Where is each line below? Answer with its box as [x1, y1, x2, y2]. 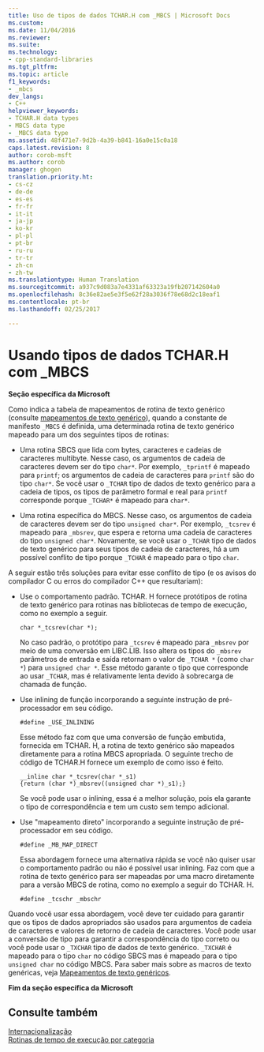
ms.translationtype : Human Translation [8, 276, 139, 284]
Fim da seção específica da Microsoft [8, 982, 134, 992]
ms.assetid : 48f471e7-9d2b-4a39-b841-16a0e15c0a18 [8, 136, 178, 145]
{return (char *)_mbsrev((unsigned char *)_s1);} [19, 780, 187, 787]
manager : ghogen [8, 166, 61, 174]
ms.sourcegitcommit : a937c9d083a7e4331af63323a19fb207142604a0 [8, 284, 221, 291]
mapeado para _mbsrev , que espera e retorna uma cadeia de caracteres [19, 527, 252, 537]
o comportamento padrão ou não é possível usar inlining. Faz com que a [19, 862, 255, 873]
